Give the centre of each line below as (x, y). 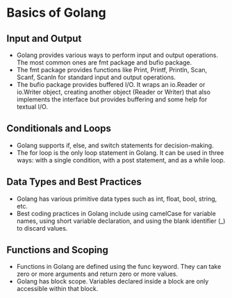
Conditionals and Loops (59, 129)
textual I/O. (32, 107)
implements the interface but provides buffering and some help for (112, 99)
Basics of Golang (56, 13)
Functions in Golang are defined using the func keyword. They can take (119, 267)
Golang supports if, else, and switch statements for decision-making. (115, 145)
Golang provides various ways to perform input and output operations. (117, 55)
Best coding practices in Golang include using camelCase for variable (116, 213)
